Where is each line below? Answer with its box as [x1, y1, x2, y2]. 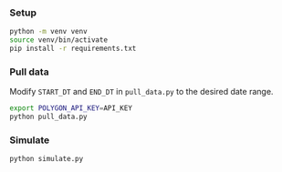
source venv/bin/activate [9, 35, 108, 45]
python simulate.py [9, 155, 84, 164]
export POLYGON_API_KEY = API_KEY [9, 104, 132, 113]
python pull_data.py [9, 112, 89, 122]
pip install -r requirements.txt [9, 44, 137, 54]
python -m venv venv [9, 27, 89, 36]
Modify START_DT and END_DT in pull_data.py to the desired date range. [9, 86, 274, 97]
